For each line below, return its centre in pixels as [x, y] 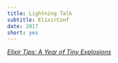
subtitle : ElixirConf [38, 20]
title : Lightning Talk [40, 13]
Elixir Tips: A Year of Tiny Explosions [59, 52]
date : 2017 [23, 26]
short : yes [23, 33]
